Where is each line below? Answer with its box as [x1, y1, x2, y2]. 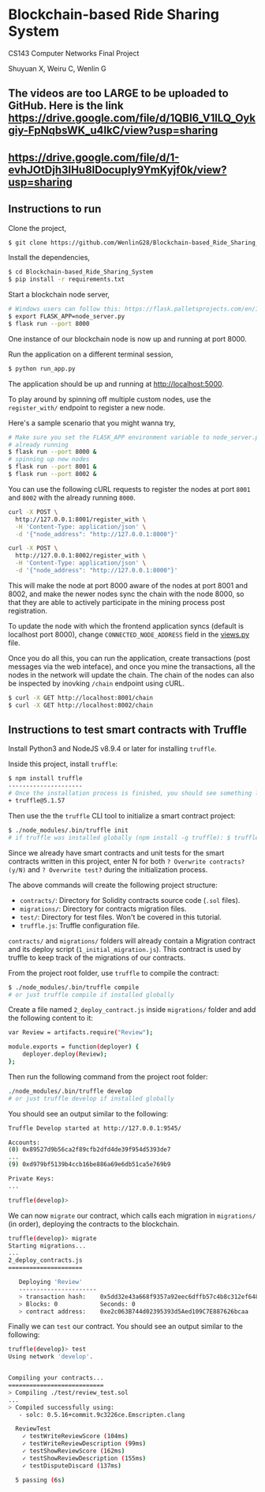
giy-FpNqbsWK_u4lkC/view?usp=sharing [8, 124, 218, 138]
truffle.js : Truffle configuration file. [19, 920, 140, 930]
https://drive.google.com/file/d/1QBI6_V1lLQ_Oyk [8, 111, 256, 125]
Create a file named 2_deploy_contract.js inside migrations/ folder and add [8, 1005, 256, 1014]
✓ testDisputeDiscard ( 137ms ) [22, 1461, 122, 1470]
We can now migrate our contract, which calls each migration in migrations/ [8, 1211, 256, 1220]
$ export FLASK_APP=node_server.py [8, 312, 125, 321]
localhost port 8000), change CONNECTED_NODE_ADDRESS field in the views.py [8, 629, 250, 639]
